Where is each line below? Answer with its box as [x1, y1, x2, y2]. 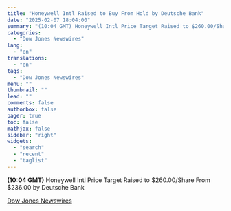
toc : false [7, 118, 38, 126]
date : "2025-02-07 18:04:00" [7, 16, 91, 23]
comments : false [7, 100, 54, 107]
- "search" [13, 144, 45, 151]
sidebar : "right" [7, 131, 57, 138]
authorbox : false [7, 106, 57, 113]
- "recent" [13, 151, 45, 158]
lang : [7, 42, 23, 49]
